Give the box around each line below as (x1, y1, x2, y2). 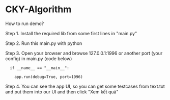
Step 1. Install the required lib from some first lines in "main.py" (5, 30, 137, 36)
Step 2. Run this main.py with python (5, 40, 82, 46)
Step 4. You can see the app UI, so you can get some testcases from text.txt (5, 83, 165, 89)
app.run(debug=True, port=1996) (14, 74, 83, 80)
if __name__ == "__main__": (10, 65, 70, 70)
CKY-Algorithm (5, 4, 72, 15)
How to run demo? (5, 20, 44, 27)
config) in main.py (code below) (5, 55, 72, 62)
